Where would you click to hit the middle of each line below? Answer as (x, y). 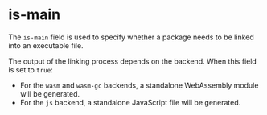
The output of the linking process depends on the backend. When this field (133, 61)
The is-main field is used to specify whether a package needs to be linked (131, 37)
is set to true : (31, 69)
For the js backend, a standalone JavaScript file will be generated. (130, 102)
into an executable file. (46, 45)
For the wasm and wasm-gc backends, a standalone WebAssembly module (139, 85)
